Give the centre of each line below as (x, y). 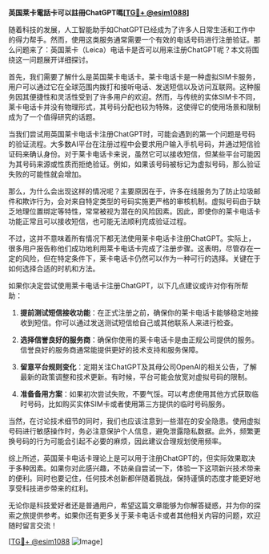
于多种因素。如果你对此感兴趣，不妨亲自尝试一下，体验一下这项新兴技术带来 (134, 468)
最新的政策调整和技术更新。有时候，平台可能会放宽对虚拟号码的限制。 (136, 377)
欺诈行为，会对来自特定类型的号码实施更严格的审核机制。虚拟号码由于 (138, 201)
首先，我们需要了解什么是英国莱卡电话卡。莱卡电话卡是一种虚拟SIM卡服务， (134, 77)
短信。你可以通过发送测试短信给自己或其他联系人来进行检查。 (136, 323)
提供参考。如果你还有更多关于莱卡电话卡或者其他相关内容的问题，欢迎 (145, 515)
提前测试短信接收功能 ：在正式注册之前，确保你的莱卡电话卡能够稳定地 (136, 313)
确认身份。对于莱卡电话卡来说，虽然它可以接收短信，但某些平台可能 (141, 154)
